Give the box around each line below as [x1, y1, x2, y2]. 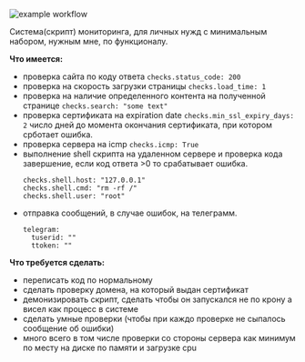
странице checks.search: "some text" [22, 100, 168, 111]
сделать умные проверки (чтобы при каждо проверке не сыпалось [22, 314, 286, 324]
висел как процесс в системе [22, 304, 139, 314]
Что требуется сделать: [9, 257, 106, 267]
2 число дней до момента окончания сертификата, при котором [22, 119, 273, 130]
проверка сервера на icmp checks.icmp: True [22, 139, 199, 149]
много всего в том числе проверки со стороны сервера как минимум [22, 333, 296, 343]
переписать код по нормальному [22, 275, 153, 286]
